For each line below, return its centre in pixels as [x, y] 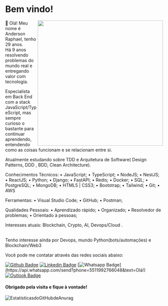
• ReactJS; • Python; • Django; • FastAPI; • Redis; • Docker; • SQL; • [77, 180]
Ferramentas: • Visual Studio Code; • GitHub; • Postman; [64, 200]
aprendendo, [18, 139]
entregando [17, 71]
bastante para [19, 128]
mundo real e [19, 66]
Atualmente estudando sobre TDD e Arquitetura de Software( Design [76, 159]
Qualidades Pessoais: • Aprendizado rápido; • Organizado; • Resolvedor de [83, 210]
